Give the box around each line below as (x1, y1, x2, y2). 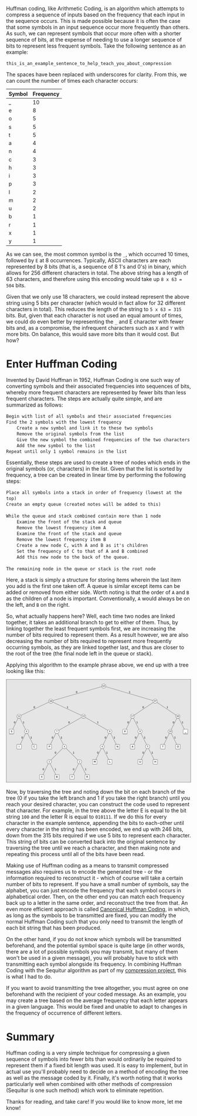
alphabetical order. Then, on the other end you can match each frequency (6, 893, 185, 900)
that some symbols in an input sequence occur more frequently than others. (6, 23, 190, 31)
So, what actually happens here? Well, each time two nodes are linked (6, 613, 175, 620)
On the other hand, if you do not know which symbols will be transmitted (6, 936, 182, 943)
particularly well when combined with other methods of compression (6, 1081, 172, 1088)
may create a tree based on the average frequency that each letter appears (6, 997, 188, 1004)
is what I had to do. (6, 973, 52, 980)
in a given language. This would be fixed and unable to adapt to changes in (6, 1003, 188, 1010)
